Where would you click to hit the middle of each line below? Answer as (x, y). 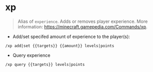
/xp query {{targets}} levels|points (45, 64)
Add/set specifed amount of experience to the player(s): (71, 37)
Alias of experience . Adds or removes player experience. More (83, 21)
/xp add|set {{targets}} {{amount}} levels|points (60, 46)
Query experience (31, 55)
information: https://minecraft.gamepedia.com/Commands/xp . (83, 26)
